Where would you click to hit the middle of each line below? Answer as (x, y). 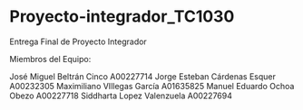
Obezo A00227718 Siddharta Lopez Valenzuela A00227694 (121, 96)
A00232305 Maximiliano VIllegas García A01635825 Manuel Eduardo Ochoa (152, 86)
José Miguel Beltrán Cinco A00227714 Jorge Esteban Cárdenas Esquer (143, 76)
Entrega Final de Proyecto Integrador (78, 41)
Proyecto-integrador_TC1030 (122, 17)
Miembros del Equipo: (50, 59)
